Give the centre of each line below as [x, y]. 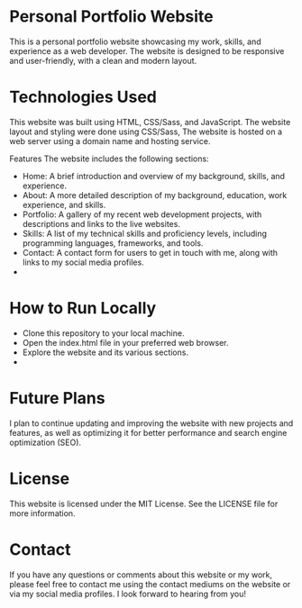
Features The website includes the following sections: [109, 159]
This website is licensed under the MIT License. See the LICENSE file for [144, 504]
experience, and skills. [64, 204]
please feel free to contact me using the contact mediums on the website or [150, 584]
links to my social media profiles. [83, 262]
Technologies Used [83, 97]
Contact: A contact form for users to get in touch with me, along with [150, 252]
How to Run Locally [83, 309]
